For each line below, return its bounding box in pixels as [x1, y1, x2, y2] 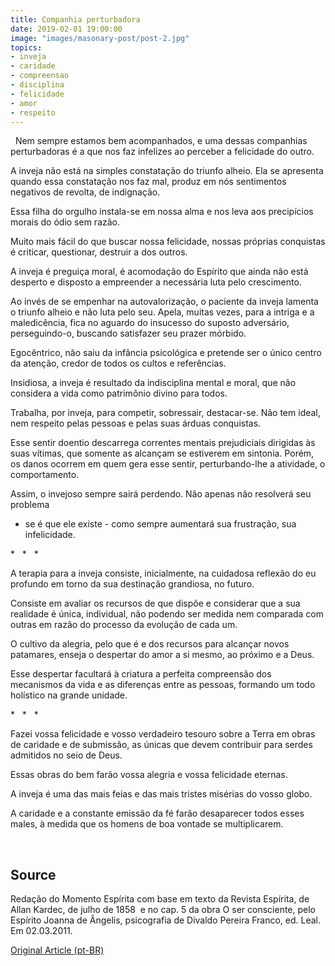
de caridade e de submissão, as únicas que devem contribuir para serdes [10, 739, 313, 751]
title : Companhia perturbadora [10, 14, 141, 25]
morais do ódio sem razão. [10, 216, 121, 228]
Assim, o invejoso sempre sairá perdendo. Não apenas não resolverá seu [10, 488, 312, 500]
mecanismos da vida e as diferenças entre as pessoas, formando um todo [10, 679, 316, 691]
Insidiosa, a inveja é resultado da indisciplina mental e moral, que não [10, 377, 297, 389]
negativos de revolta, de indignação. [10, 186, 161, 198]
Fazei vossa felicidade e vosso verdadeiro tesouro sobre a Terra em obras [10, 728, 316, 740]
